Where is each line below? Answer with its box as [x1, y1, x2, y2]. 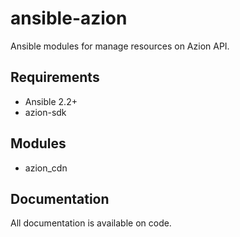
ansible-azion [10, 7, 128, 30]
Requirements [10, 69, 100, 86]
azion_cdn [24, 162, 68, 174]
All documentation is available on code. [10, 217, 172, 229]
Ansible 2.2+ [24, 95, 78, 107]
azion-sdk [24, 106, 67, 118]
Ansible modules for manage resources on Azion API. [10, 40, 230, 52]
